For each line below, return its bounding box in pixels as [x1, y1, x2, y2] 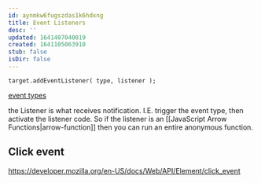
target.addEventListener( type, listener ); [8, 76, 156, 85]
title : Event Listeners [8, 19, 86, 27]
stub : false [8, 48, 47, 56]
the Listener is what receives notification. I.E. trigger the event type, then [8, 105, 244, 115]
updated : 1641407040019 [8, 33, 86, 42]
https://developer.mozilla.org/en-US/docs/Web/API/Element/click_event [8, 166, 241, 175]
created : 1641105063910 [8, 41, 86, 49]
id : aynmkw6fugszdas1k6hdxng [8, 11, 104, 20]
